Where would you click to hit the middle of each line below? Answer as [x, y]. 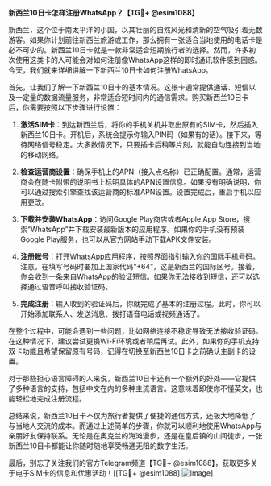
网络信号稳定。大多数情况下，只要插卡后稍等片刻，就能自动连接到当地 [144, 145]
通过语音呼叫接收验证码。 [70, 287]
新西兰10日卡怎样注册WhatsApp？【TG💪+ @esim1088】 [104, 12]
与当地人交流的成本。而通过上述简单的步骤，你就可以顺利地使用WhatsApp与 [135, 426]
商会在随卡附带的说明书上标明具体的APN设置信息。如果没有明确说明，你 [140, 182]
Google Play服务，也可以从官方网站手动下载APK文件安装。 [118, 239]
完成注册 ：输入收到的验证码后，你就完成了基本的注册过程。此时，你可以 [140, 304]
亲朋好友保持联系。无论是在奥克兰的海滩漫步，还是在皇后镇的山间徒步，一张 [135, 436]
